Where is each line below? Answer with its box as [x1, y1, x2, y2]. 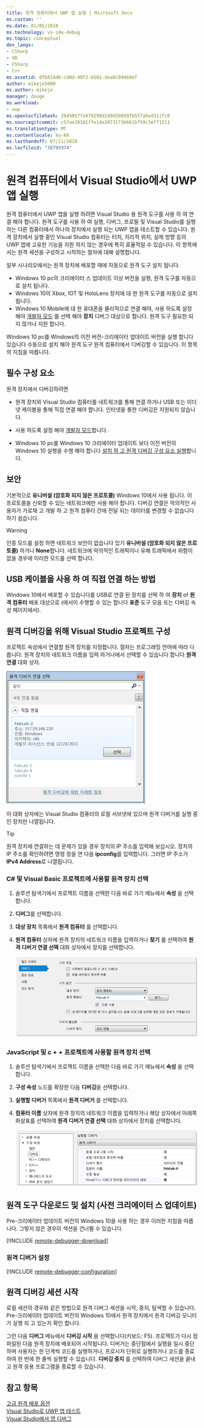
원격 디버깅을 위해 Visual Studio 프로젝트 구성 [6, 626, 171, 637]
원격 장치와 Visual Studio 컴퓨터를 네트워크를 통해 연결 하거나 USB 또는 [15, 398, 186, 405]
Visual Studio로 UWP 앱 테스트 [6, 1407, 81, 1415]
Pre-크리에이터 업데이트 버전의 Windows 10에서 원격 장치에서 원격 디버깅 [6, 1312, 181, 1319]
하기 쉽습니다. [6, 514, 40, 521]
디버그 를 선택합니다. [15, 910, 63, 918]
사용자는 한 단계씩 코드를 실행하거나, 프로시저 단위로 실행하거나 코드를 [17, 1348, 184, 1355]
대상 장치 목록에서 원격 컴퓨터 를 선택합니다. [15, 923, 119, 930]
